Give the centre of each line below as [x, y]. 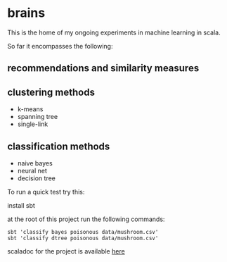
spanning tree [38, 117]
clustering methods [51, 92]
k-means [30, 109]
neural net [32, 170]
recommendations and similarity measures [103, 68]
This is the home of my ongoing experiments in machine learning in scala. [114, 32]
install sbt [21, 205]
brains [26, 13]
